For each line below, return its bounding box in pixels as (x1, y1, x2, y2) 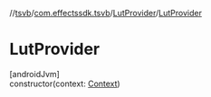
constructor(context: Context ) (9, 78, 120, 89)
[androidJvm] (9, 68, 61, 79)
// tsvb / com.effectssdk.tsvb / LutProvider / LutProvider (9, 8, 202, 18)
